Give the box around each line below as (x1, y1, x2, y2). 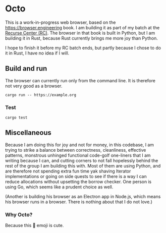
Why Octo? (5, 211, 33, 218)
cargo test (5, 115, 28, 120)
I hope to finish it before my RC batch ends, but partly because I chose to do (5, 45, 161, 51)
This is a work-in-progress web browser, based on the (5, 19, 116, 25)
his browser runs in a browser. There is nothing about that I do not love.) (5, 199, 153, 205)
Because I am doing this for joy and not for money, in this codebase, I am (5, 142, 154, 148)
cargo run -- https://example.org (5, 92, 77, 97)
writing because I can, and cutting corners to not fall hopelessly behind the (5, 157, 159, 164)
